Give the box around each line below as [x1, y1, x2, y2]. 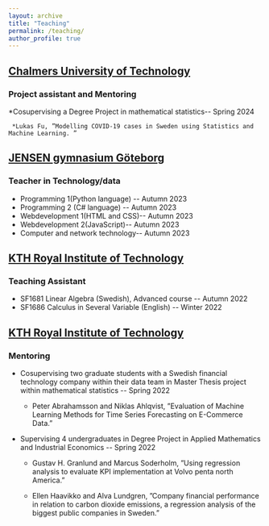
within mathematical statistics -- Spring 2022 [19, 386, 171, 395]
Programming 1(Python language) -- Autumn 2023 [19, 194, 188, 203]
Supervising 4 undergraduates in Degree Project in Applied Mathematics [19, 434, 261, 444]
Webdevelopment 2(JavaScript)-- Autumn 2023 [19, 219, 180, 229]
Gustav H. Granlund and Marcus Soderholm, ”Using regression [31, 458, 241, 468]
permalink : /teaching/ [8, 27, 85, 35]
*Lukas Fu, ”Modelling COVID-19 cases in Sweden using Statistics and [11, 122, 254, 130]
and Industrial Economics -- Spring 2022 [19, 443, 156, 452]
